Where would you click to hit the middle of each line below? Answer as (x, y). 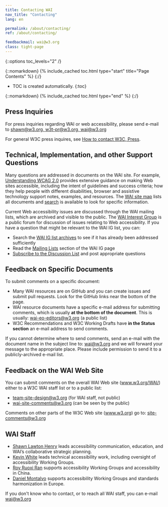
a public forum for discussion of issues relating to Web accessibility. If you (82, 222)
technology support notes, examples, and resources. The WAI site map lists (83, 196)
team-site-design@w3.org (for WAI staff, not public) (66, 398)
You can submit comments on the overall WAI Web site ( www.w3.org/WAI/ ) (83, 383)
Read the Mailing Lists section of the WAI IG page (64, 248)
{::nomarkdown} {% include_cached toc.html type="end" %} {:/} (72, 96)
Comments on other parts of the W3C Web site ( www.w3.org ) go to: (76, 413)
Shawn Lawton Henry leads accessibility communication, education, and (88, 446)
